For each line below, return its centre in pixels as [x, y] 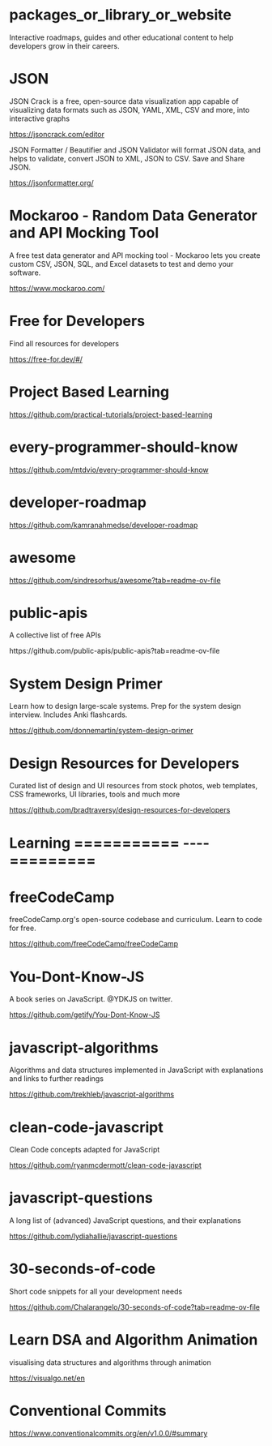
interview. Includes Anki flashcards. [68, 714]
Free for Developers [77, 321]
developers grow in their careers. [64, 45]
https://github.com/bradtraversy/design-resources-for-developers [120, 810]
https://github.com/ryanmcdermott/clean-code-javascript [105, 1165]
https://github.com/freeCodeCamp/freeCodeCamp [94, 944]
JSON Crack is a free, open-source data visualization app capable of [124, 101]
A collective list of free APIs [55, 635]
